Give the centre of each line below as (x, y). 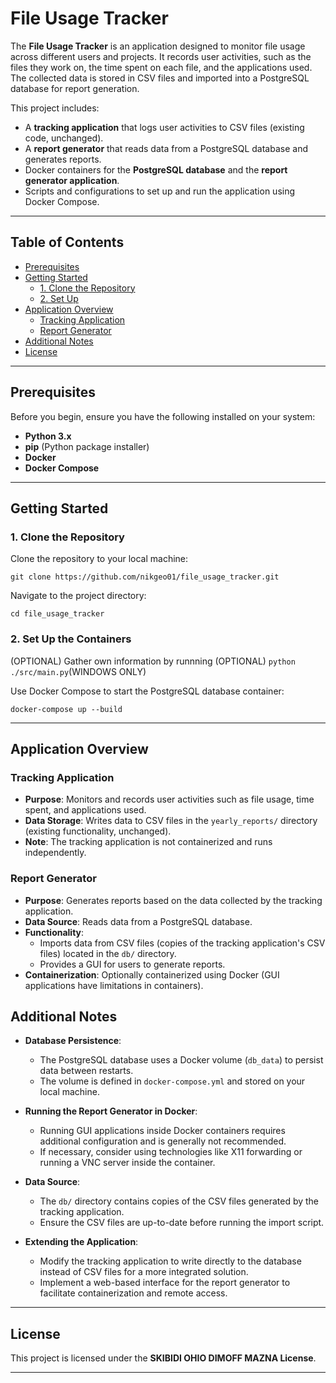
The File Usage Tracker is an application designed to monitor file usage (158, 46)
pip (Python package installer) (87, 446)
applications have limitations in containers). (114, 985)
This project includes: (55, 108)
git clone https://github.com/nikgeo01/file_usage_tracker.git (145, 577)
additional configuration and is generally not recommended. (163, 1141)
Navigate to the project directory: (78, 596)
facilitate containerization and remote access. (133, 1293)
